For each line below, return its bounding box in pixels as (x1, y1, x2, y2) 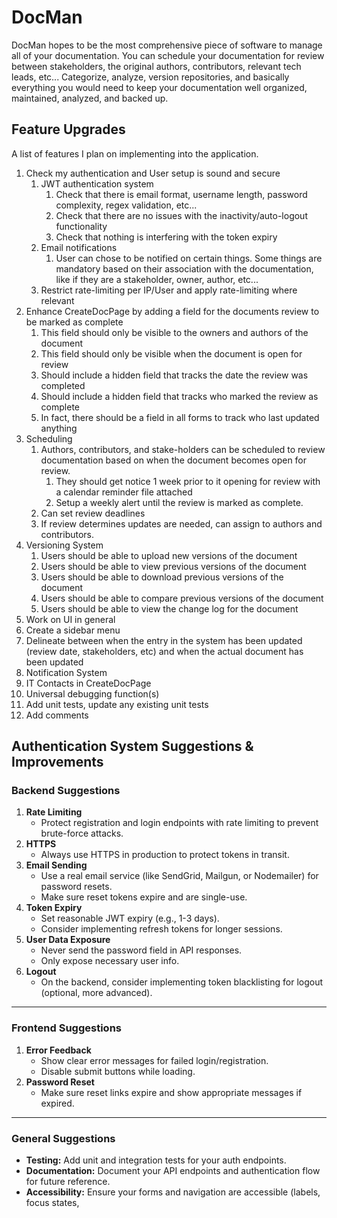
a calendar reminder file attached (55, 486, 193, 498)
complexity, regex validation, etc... (55, 199, 198, 211)
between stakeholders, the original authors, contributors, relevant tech (11, 60, 302, 72)
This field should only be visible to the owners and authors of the (40, 326, 309, 338)
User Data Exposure (25, 934, 111, 946)
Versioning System (25, 539, 104, 551)
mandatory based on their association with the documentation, (55, 262, 314, 275)
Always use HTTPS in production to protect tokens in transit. (40, 849, 290, 861)
